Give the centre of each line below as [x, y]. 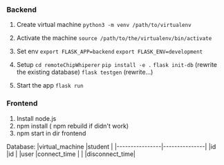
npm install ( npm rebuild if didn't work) [73, 126]
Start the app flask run [50, 86]
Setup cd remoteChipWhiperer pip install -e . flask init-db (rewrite [117, 65]
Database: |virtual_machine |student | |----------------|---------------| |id [111, 146]
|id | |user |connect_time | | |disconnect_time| [71, 154]
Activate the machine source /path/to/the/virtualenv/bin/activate [114, 38]
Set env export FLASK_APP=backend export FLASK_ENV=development [110, 51]
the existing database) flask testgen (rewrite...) [85, 72]
